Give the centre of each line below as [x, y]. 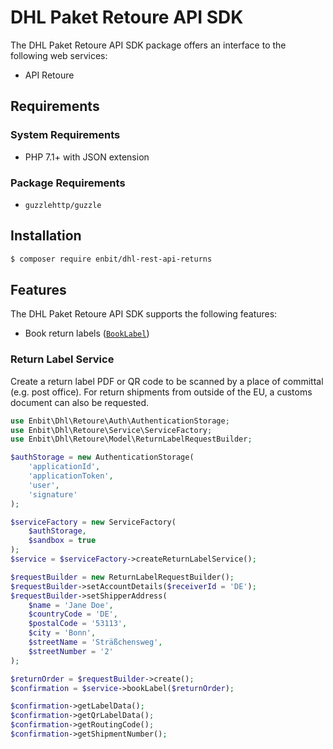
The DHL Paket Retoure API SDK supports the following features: [144, 314]
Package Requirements [68, 183]
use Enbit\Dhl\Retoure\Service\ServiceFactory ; [111, 430]
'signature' [53, 494]
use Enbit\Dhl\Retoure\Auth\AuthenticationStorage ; [120, 421]
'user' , [44, 485]
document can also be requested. [80, 402]
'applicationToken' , [71, 476]
